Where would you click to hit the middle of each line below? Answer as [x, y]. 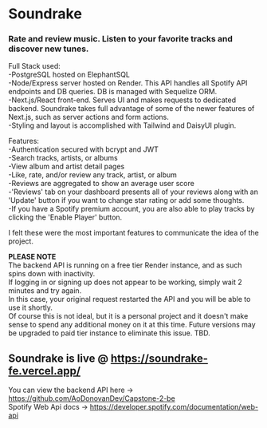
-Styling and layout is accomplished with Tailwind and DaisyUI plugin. [122, 125]
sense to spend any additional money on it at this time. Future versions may [132, 325]
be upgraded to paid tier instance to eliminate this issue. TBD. [109, 333]
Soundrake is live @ [59, 358]
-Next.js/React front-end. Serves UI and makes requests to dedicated [122, 100]
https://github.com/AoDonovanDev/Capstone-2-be [92, 398]
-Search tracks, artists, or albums [63, 158]
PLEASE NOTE [32, 257]
